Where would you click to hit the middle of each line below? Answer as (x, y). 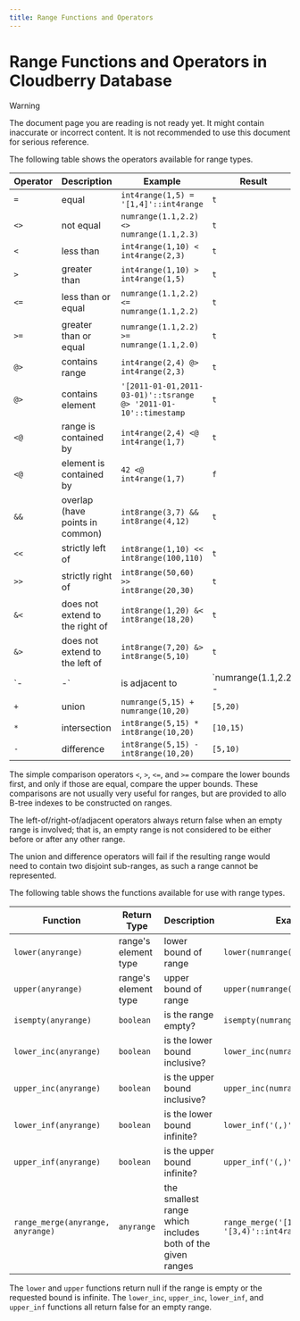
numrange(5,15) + (158, 702)
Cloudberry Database (91, 80)
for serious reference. (49, 142)
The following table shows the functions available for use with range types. (147, 892)
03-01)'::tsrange (158, 395)
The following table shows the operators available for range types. (131, 159)
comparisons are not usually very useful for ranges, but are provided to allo (148, 793)
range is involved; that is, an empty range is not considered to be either (141, 829)
